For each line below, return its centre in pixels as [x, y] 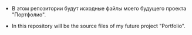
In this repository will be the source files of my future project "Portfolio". [99, 26]
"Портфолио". [28, 15]
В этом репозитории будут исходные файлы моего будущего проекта [99, 8]
